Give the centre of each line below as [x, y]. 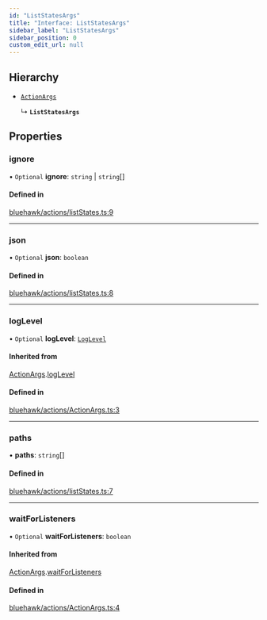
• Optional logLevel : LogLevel [57, 339]
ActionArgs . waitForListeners [55, 572]
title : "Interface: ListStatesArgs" [69, 23]
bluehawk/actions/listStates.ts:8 [61, 293]
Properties [36, 137]
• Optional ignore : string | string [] [67, 176]
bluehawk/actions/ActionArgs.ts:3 [64, 410]
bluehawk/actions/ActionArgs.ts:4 [65, 608]
